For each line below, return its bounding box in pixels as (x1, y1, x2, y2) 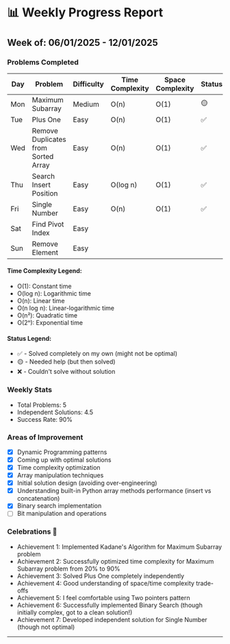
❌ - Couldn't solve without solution (16, 368, 116, 376)
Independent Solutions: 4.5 (16, 408, 94, 416)
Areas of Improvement (7, 432, 84, 442)
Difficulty (73, 79, 104, 88)
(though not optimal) (16, 623, 75, 631)
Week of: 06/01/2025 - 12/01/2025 (7, 36, 159, 48)
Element (31, 248, 58, 257)
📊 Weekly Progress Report (7, 5, 164, 21)
